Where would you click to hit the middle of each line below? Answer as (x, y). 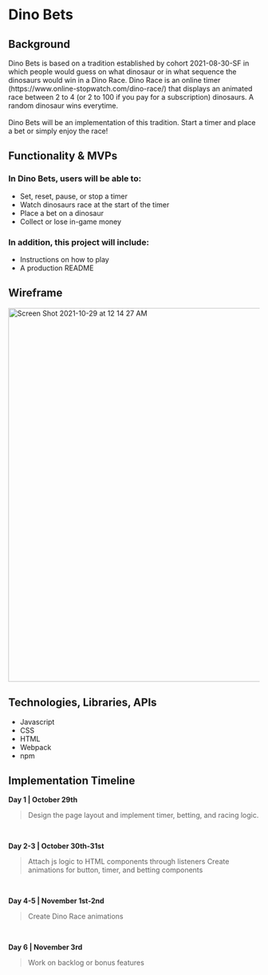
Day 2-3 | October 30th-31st (56, 846)
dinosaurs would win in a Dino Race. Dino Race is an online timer (114, 80)
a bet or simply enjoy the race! (58, 131)
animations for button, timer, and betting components (115, 870)
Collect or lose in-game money (71, 222)
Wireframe (35, 293)
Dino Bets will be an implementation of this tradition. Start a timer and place (132, 122)
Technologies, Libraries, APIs (83, 703)
